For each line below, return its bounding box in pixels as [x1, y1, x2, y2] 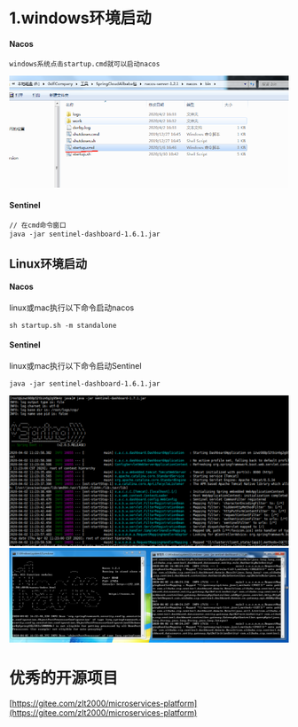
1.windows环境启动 [9, 8, 153, 28]
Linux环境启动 [9, 256, 87, 271]
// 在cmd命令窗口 [9, 221, 67, 231]
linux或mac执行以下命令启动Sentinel [9, 361, 142, 371]
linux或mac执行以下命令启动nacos [9, 302, 135, 313]
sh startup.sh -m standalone [9, 321, 117, 330]
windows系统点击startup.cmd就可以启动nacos [9, 59, 161, 69]
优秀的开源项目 [9, 668, 119, 688]
